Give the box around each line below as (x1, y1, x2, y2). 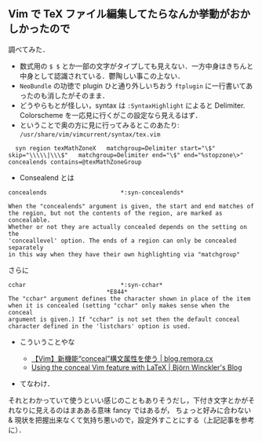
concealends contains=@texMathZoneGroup (8, 158, 143, 166)
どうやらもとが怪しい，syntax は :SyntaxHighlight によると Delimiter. (19, 101, 246, 110)
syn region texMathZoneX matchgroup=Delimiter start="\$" (15, 144, 216, 152)
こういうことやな (19, 337, 75, 346)
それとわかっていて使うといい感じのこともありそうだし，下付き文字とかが (8, 396, 249, 405)
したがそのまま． (53, 90, 110, 100)
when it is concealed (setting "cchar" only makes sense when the (8, 301, 230, 309)
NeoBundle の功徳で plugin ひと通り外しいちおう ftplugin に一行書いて (19, 81, 246, 90)
